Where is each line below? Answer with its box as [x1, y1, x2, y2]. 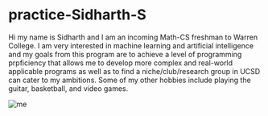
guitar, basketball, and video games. [8, 83, 129, 93]
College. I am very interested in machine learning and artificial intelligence [8, 40, 254, 50]
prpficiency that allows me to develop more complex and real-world [8, 58, 233, 68]
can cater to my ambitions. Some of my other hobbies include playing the [8, 75, 251, 85]
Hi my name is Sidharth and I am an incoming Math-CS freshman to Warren [8, 32, 258, 42]
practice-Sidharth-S [8, 6, 146, 24]
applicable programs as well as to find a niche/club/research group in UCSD [8, 66, 261, 76]
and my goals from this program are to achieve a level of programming [8, 49, 242, 59]
